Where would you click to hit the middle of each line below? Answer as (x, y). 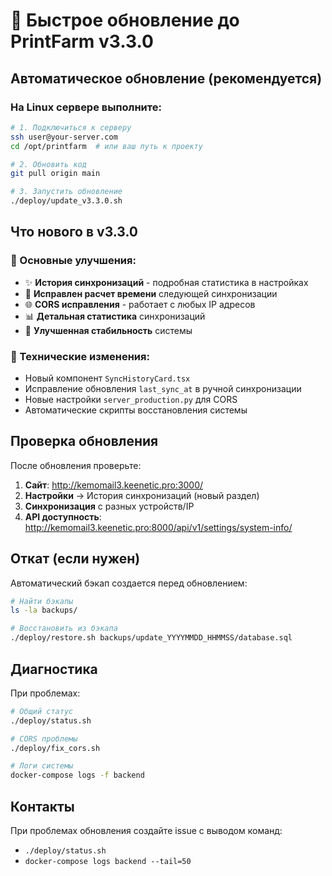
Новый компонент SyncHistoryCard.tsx (107, 378)
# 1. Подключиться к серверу (71, 127)
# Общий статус (42, 711)
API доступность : (63, 516)
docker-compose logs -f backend (77, 775)
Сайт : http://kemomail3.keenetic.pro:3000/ (114, 485)
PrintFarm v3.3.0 (82, 41)
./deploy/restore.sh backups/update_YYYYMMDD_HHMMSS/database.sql (151, 638)
